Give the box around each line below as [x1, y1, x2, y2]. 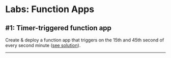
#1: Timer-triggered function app [5, 24, 112, 32]
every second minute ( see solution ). [5, 42, 81, 48]
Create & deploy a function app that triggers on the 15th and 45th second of [5, 37, 164, 43]
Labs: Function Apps [5, 4, 95, 15]
